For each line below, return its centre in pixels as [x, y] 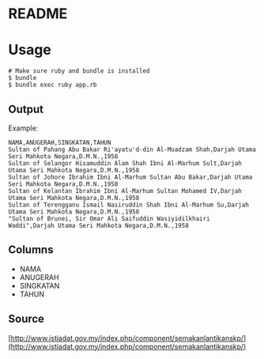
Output [26, 109]
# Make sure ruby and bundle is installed [79, 71]
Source [26, 319]
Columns [31, 250]
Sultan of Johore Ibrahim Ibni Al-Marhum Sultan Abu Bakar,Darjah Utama [130, 177]
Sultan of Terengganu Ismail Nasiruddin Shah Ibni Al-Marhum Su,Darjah [128, 205]
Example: [23, 128]
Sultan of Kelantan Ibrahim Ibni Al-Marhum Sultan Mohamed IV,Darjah [125, 191]
